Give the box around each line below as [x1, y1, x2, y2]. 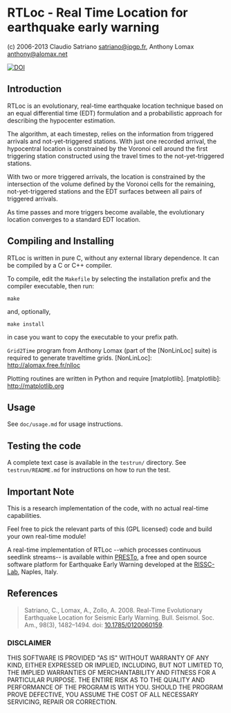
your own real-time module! [7, 533, 86, 540]
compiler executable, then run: [7, 281, 95, 290]
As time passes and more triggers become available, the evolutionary [7, 207, 205, 216]
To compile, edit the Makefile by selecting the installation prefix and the [7, 275, 211, 283]
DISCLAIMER [7, 638, 52, 647]
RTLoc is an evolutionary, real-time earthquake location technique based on [7, 102, 223, 110]
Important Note [7, 485, 75, 497]
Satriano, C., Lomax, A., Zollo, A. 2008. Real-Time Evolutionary [24, 606, 203, 614]
